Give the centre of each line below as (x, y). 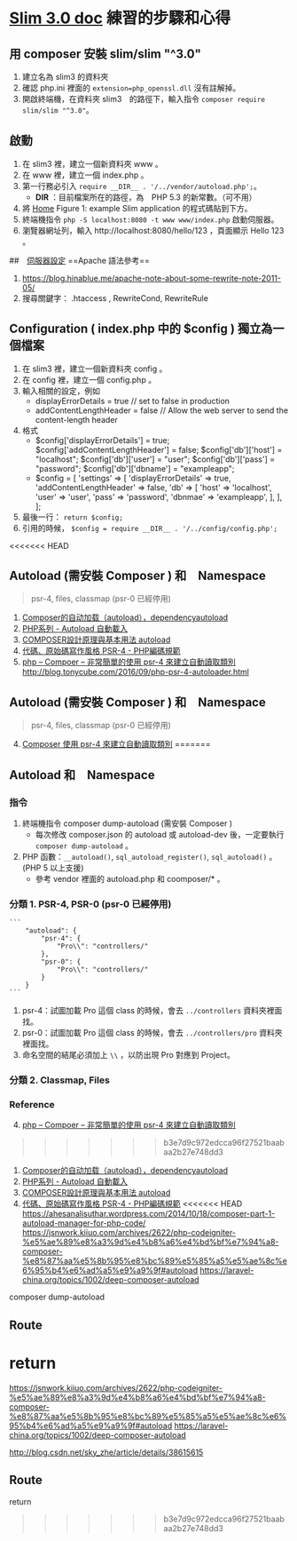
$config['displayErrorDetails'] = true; (102, 440)
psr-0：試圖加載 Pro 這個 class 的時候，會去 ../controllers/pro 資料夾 (152, 1033)
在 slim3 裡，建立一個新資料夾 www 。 (92, 163)
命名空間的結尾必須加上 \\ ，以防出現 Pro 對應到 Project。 (128, 1055)
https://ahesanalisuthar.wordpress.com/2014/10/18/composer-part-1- (148, 1214)
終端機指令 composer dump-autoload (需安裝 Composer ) (127, 823)
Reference (32, 1105)
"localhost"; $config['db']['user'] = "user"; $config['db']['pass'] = (155, 459)
